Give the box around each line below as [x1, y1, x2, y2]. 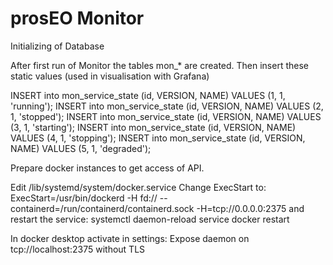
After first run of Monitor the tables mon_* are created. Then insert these [10, 59, 310, 71]
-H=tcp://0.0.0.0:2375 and [196, 202, 305, 214]
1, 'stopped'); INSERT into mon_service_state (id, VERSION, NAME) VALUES [10, 110, 322, 122]
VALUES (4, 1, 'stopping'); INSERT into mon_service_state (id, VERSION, [10, 132, 306, 144]
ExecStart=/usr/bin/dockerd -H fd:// [10, 192, 158, 204]
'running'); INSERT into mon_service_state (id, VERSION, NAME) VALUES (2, [10, 100, 324, 112]
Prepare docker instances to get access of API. [10, 162, 205, 174]
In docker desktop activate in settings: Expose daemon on [10, 232, 250, 244]
